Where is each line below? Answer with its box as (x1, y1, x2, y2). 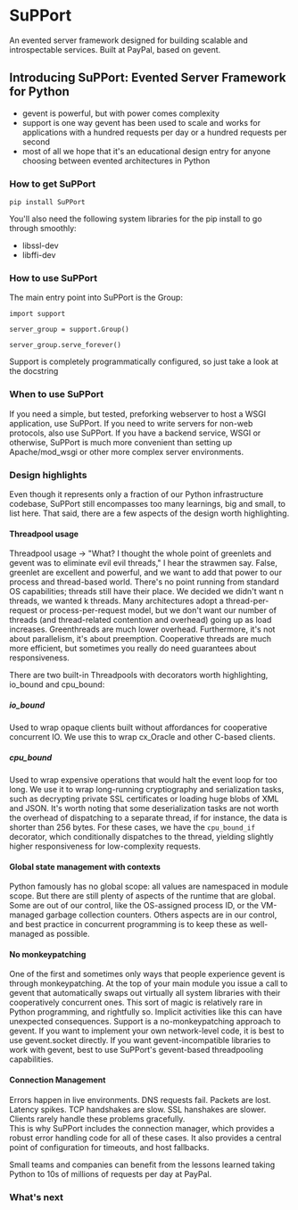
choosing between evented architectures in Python (21, 155, 211, 166)
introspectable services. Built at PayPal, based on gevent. (9, 44, 221, 54)
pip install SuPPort (9, 198, 87, 207)
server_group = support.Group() (9, 325, 129, 335)
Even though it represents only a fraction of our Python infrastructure (9, 488, 264, 500)
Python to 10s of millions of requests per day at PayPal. (9, 1168, 212, 1179)
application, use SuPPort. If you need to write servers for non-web (9, 418, 253, 428)
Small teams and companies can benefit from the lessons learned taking (9, 1159, 276, 1170)
